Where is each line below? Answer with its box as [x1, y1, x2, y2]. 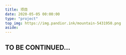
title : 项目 [5, 7, 28, 12]
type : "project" [5, 16, 38, 21]
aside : [5, 25, 19, 30]
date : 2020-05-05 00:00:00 [5, 12, 60, 17]
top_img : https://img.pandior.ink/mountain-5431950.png [5, 20, 121, 26]
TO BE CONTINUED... [5, 43, 71, 52]
